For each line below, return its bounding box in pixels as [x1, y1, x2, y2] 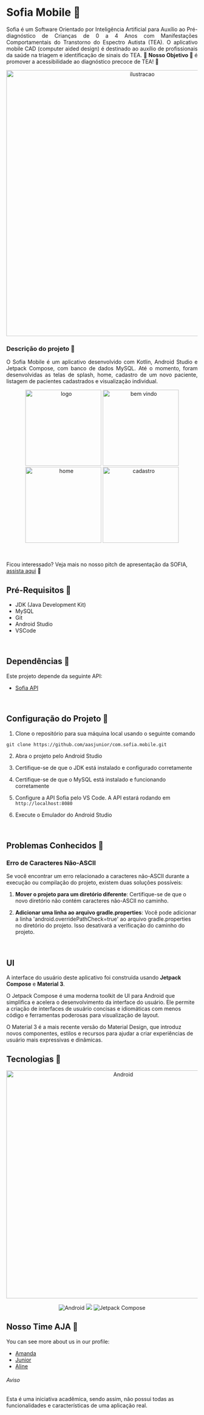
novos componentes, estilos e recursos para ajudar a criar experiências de [6, 1030, 193, 1037]
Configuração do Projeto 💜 [6, 714, 109, 724]
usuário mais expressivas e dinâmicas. [6, 1036, 103, 1043]
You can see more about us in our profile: [6, 1338, 110, 1345]
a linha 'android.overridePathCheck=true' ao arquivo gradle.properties [15, 915, 191, 923]
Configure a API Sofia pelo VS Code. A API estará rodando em [15, 794, 171, 801]
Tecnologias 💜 [6, 1054, 61, 1064]
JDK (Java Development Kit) [15, 601, 86, 609]
